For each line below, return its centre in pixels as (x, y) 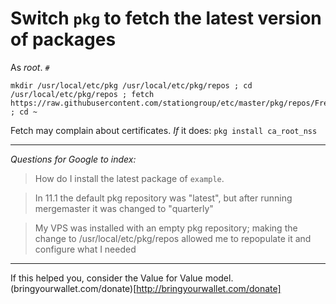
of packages (63, 39)
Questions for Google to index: (73, 159)
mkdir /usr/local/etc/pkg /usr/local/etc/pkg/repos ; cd (131, 85)
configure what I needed (85, 249)
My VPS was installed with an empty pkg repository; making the (166, 228)
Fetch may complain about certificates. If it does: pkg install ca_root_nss (164, 130)
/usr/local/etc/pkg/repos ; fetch (82, 94)
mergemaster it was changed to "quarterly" (124, 208)
